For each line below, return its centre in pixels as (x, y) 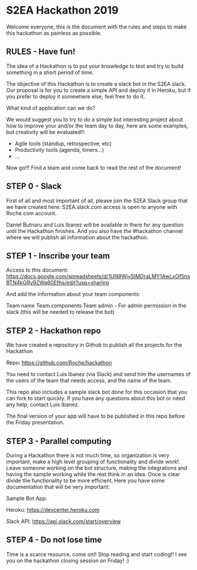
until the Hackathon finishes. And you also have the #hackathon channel (94, 231)
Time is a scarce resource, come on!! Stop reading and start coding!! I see (97, 554)
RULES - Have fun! (41, 52)
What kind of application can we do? (51, 108)
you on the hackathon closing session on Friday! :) (68, 561)
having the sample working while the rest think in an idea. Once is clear (93, 474)
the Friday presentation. (35, 422)
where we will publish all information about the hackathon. (77, 237)
